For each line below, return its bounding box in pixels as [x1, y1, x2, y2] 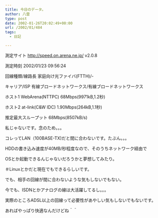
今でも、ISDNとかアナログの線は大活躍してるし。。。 [5, 187, 109, 193]
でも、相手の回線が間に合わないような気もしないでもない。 [5, 176, 124, 182]
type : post [5, 16, 27, 21]
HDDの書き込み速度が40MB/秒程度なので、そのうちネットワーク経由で [5, 145, 147, 151]
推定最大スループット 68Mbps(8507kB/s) [5, 114, 88, 120]
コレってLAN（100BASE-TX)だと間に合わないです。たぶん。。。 [5, 135, 130, 141]
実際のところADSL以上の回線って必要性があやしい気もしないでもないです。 [5, 197, 156, 203]
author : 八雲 [5, 12, 30, 17]
